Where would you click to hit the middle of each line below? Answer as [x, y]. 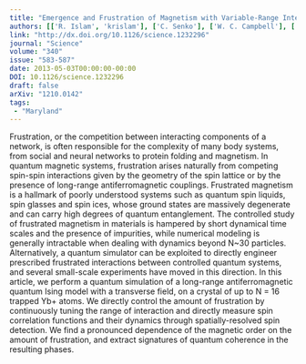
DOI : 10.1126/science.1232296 [67, 77]
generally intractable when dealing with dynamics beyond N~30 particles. [148, 243]
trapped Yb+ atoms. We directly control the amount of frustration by [137, 301]
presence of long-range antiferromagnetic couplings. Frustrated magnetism [152, 185]
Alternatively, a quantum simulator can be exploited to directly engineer [143, 253]
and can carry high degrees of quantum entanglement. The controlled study [152, 214]
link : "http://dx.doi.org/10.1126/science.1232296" [109, 35]
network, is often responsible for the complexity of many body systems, [144, 147]
